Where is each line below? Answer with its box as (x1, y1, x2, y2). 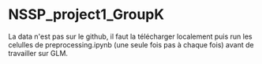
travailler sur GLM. (8, 48, 69, 58)
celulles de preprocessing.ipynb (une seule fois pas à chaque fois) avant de (8, 40, 254, 49)
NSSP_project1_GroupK (8, 6, 164, 24)
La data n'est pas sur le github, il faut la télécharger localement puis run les (8, 32, 253, 41)
